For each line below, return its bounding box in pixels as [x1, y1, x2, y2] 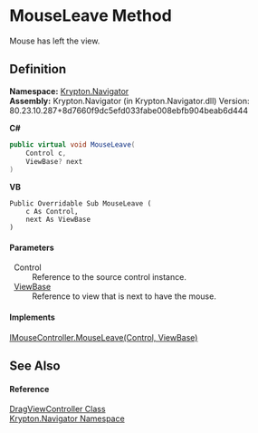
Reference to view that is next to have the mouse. [32, 291, 217, 302]
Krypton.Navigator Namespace [9, 413, 125, 424]
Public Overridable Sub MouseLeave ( [9, 199, 152, 208]
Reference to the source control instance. [32, 272, 187, 283]
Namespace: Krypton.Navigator [9, 85, 129, 96]
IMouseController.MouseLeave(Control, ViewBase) [9, 332, 198, 342]
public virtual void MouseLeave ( [9, 140, 136, 149]
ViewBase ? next [25, 157, 83, 166]
